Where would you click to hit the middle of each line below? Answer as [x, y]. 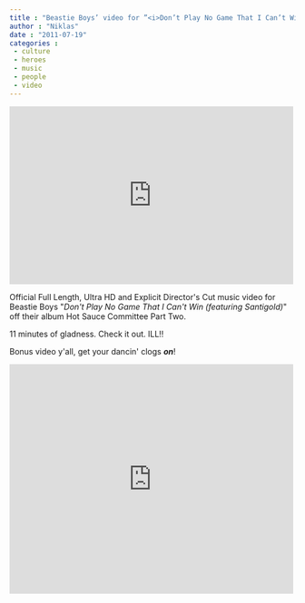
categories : [34, 43]
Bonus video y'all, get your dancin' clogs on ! [93, 351]
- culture [32, 52]
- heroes [30, 60]
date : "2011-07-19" [49, 34]
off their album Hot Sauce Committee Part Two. [98, 316]
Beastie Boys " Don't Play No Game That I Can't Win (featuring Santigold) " [148, 306]
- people [30, 77]
